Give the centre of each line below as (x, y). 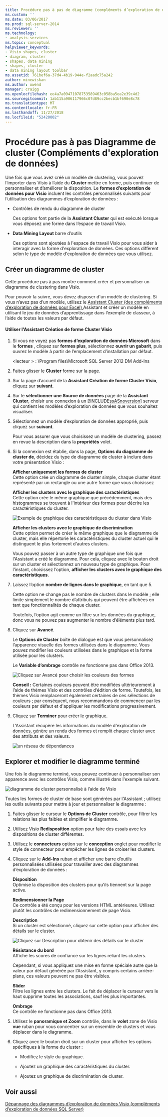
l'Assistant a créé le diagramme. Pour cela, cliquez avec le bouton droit (85, 558)
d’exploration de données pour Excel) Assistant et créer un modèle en (77, 307)
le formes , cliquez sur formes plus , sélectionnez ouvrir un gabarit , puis (87, 346)
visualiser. (23, 411)
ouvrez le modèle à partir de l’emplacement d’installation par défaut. (83, 351)
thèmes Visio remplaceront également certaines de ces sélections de (84, 695)
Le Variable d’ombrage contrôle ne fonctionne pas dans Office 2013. (83, 665)
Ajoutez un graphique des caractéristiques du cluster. (75, 1066)
